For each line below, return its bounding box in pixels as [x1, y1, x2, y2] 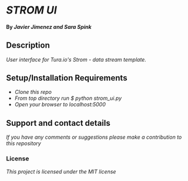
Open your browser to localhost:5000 [14, 101, 106, 108]
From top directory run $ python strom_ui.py [14, 95, 122, 102]
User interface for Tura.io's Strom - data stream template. [6, 56, 147, 63]
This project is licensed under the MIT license [6, 168, 116, 175]
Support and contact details [6, 118, 110, 128]
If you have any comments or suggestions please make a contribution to [6, 133, 182, 141]
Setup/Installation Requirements [6, 73, 127, 83]
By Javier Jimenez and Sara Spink [6, 23, 92, 30]
